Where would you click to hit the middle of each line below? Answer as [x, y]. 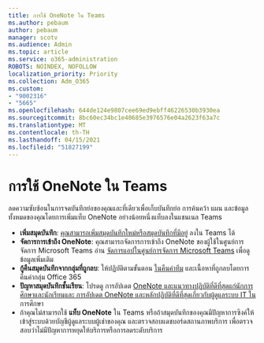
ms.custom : [26, 89]
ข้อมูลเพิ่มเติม [36, 260]
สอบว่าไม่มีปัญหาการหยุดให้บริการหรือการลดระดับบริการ [91, 330]
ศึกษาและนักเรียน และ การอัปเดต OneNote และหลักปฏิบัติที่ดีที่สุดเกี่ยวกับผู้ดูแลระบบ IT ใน [138, 295]
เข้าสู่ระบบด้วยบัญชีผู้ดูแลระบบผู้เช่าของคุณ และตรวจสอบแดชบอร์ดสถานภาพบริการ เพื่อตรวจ [136, 321]
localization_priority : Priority [63, 74]
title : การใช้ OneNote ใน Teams [57, 15]
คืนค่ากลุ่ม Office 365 [50, 277]
